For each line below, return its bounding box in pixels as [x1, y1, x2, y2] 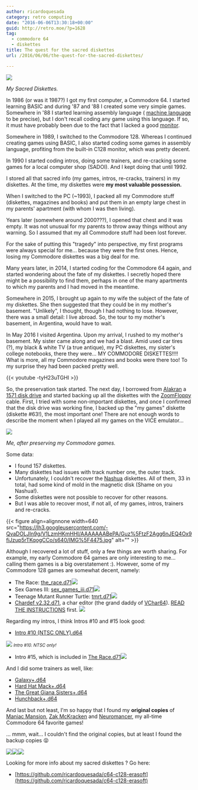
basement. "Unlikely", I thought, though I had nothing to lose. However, [6, 307, 179, 314]
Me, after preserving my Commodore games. [6, 439, 116, 446]
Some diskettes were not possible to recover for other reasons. [14, 494, 168, 501]
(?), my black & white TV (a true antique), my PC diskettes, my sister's [6, 344, 176, 351]
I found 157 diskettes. [14, 462, 67, 469]
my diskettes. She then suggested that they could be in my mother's [6, 301, 172, 308]
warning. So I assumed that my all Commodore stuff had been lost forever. [6, 228, 187, 236]
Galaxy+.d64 [14, 676, 46, 683]
